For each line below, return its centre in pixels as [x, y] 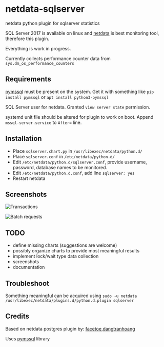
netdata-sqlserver [45, 9]
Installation [24, 139]
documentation [29, 267]
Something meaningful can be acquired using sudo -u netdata [71, 296]
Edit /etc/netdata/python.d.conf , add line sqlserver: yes [74, 173]
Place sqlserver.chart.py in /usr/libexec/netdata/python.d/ [77, 151]
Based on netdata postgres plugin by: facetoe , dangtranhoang [70, 328]
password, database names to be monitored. [60, 167]
